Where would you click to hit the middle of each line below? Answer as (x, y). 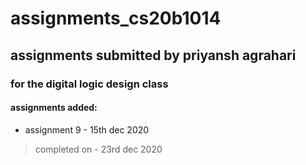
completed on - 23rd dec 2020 (98, 149)
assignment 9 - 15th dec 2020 (87, 129)
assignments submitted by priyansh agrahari (153, 55)
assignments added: (54, 108)
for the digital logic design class (89, 84)
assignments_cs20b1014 (116, 18)
